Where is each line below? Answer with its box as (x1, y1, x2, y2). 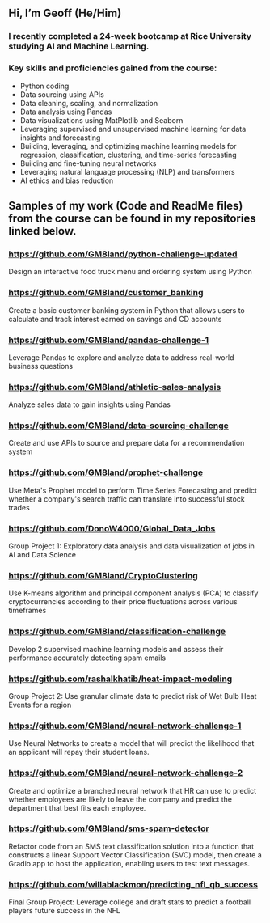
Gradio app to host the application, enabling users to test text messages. (8, 858, 251, 868)
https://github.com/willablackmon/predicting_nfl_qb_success (8, 879, 259, 890)
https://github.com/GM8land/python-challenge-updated (8, 248, 238, 260)
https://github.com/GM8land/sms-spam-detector (8, 823, 209, 834)
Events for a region (8, 700, 72, 709)
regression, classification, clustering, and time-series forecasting (19, 150, 237, 159)
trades (8, 502, 30, 512)
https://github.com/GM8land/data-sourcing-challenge (8, 420, 229, 431)
